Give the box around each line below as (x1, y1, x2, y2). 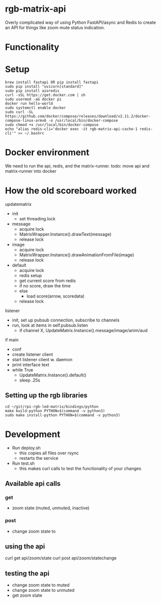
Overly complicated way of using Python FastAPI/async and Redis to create (5, 19, 156, 25)
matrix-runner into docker (5, 168, 57, 174)
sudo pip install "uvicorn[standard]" (5, 84, 83, 89)
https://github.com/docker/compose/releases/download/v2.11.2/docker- (5, 114, 151, 119)
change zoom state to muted (12, 582, 70, 588)
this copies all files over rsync (19, 450, 79, 456)
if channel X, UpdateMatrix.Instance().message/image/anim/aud (19, 327, 148, 333)
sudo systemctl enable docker (5, 105, 66, 110)
